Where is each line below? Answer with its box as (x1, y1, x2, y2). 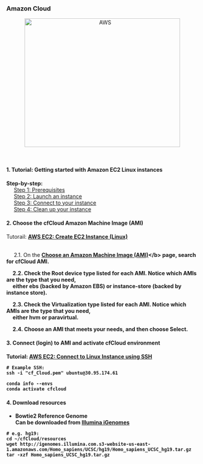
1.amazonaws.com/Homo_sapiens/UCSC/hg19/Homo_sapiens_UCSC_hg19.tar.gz (6, 446, 191, 453)
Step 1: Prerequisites (13, 186, 65, 193)
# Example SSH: (6, 364, 45, 371)
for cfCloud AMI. (6, 258, 50, 265)
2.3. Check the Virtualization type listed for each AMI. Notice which (12, 300, 187, 308)
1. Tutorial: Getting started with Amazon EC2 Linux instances (6, 166, 163, 173)
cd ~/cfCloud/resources (6, 436, 67, 442)
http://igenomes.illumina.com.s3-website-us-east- (19, 441, 151, 448)
